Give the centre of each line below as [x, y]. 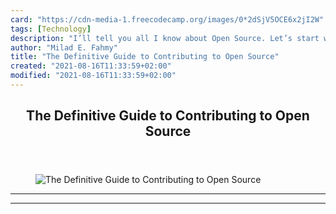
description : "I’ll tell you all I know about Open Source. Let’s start [165, 38]
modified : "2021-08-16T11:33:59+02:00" [93, 76]
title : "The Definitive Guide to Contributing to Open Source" [145, 57]
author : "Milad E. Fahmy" [64, 47]
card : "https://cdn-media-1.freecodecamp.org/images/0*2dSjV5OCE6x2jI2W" [167, 19]
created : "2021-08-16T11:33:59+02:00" [91, 66]
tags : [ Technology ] [51, 29]
